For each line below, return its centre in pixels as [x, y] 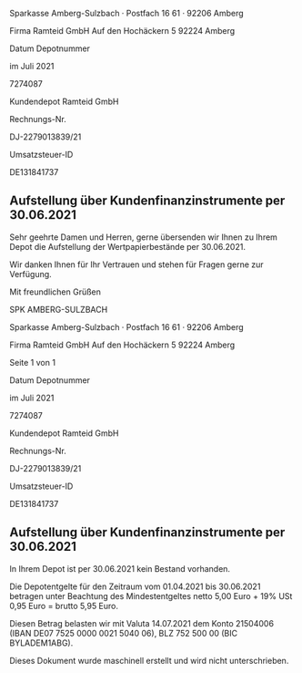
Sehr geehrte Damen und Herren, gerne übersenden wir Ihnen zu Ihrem [143, 237]
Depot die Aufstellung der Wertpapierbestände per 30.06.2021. [127, 246]
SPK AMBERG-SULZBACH [59, 309]
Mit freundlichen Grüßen [55, 292]
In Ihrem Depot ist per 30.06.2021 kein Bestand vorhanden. [120, 568]
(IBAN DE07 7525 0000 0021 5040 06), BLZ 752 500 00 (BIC [124, 633]
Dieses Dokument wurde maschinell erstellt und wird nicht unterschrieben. [149, 660]
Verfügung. [30, 274]
